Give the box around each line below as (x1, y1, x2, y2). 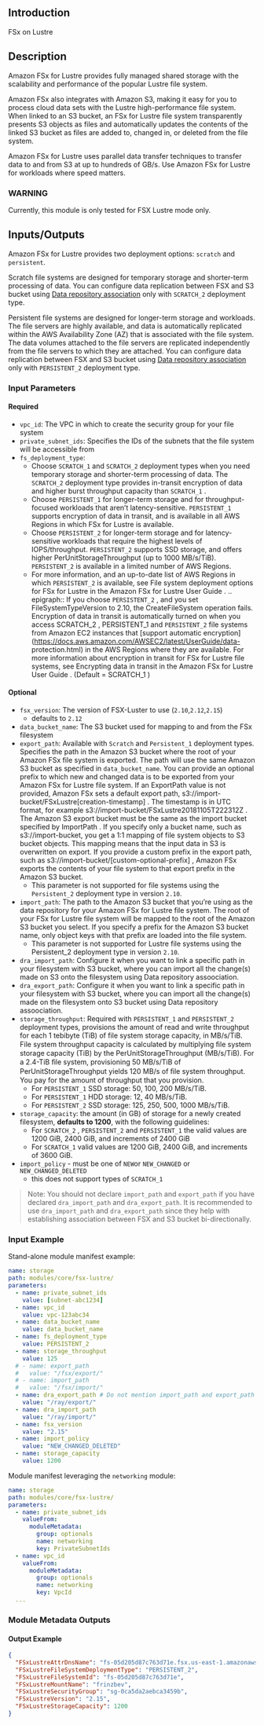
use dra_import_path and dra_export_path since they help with (27, 1206, 230, 1216)
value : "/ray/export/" (22, 1398, 97, 1407)
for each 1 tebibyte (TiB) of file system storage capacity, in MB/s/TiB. (19, 1031, 244, 1040)
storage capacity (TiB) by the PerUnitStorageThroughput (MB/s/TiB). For (19, 1049, 255, 1058)
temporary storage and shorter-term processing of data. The (31, 469, 229, 478)
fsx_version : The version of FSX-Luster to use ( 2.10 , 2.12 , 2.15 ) (19, 705, 223, 715)
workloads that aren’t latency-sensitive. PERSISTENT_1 (60, 503, 232, 512)
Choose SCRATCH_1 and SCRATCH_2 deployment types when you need (31, 461, 250, 471)
